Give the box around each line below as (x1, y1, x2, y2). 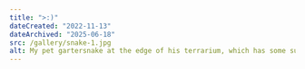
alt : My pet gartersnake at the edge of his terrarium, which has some (9, 47, 286, 56)
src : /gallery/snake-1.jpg (9, 38, 112, 47)
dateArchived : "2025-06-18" (9, 30, 116, 39)
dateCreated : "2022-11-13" (9, 22, 112, 30)
